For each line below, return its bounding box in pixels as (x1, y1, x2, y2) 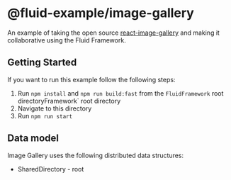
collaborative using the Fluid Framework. (7, 35, 126, 44)
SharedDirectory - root (17, 164, 84, 173)
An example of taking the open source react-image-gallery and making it (7, 28, 220, 37)
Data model (7, 133, 59, 145)
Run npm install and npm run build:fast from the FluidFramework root (17, 89, 224, 97)
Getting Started (7, 57, 77, 69)
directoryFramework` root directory (17, 96, 121, 105)
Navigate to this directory (17, 104, 92, 113)
